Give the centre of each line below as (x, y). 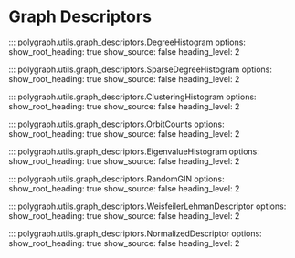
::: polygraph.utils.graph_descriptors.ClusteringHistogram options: (132, 97)
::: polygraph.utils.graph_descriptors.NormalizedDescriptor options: (135, 233)
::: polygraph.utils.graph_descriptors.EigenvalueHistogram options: (134, 151)
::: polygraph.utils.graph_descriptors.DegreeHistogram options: (127, 42)
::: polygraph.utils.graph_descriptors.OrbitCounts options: (116, 124)
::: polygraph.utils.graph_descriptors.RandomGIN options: (116, 179)
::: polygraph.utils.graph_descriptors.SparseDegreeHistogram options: (141, 69)
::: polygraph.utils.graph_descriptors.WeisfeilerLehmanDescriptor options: (147, 206)
